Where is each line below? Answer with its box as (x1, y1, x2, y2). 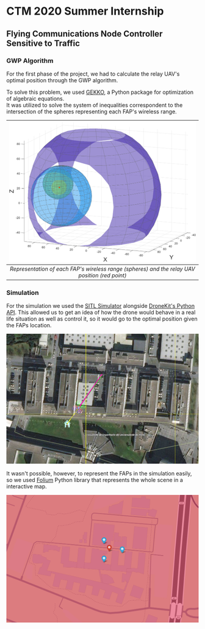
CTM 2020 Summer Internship (6, 4, 164, 18)
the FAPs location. (6, 322, 52, 329)
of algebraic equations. (6, 94, 65, 102)
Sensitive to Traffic (6, 38, 81, 48)
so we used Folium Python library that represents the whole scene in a (6, 476, 183, 483)
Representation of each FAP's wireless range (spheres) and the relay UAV (10, 265, 195, 272)
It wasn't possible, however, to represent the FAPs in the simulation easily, (6, 469, 192, 477)
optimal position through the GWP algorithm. (6, 76, 118, 84)
